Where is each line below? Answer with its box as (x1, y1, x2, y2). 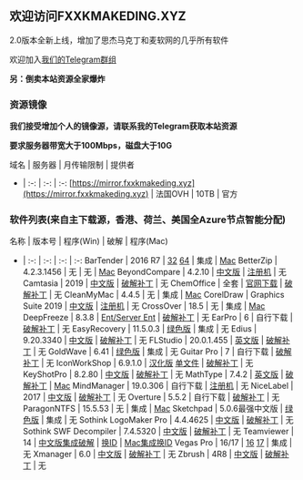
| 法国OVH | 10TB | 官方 (150, 189, 238, 199)
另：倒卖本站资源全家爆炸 (9, 73, 106, 84)
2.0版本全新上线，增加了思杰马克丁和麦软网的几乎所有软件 (9, 35, 229, 46)
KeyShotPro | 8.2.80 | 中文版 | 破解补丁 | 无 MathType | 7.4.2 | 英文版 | (22, 369, 284, 380)
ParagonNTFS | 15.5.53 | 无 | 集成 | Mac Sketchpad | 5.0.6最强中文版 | (22, 403, 284, 414)
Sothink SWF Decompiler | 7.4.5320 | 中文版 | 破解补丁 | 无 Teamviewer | (22, 426, 294, 437)
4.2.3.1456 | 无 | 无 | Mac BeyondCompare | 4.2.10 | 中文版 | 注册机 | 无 (22, 267, 287, 278)
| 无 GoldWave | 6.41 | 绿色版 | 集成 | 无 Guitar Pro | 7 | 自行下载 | (33, 346, 275, 357)
